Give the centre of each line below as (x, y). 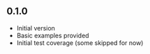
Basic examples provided (53, 35)
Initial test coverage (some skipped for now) (80, 43)
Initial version (36, 28)
